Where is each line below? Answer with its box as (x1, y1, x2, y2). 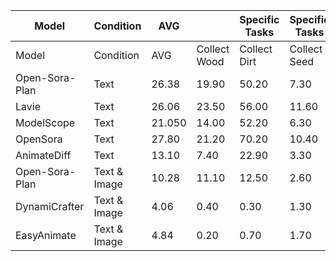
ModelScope (15, 116, 76, 129)
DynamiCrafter (15, 200, 85, 213)
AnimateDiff (15, 149, 72, 162)
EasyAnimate (15, 229, 77, 242)
